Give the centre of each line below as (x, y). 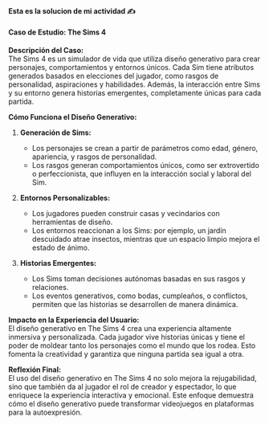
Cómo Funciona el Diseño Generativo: (73, 116)
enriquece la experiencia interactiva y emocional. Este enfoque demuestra (131, 395)
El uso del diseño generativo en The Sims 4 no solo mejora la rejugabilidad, (132, 378)
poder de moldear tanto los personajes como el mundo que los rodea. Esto (132, 345)
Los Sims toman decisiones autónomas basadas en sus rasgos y (139, 278)
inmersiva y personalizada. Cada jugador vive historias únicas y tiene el (126, 337)
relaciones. (50, 287)
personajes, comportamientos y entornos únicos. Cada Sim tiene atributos (131, 67)
